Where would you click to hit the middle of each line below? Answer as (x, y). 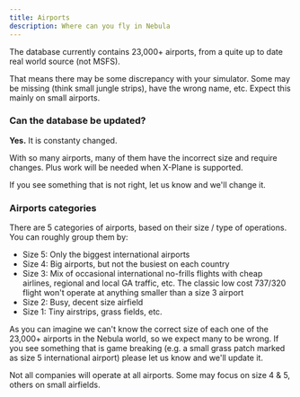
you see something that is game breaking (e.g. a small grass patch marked (147, 348)
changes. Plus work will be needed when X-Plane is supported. (127, 167)
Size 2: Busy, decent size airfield (83, 303)
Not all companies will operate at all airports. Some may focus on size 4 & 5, (150, 375)
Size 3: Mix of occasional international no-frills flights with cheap (142, 274)
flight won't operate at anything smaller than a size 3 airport (133, 293)
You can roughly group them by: (69, 237)
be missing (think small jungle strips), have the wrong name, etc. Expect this (150, 88)
